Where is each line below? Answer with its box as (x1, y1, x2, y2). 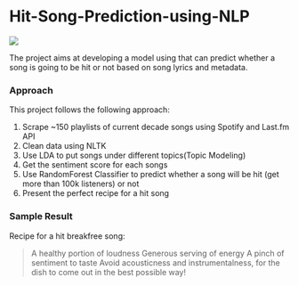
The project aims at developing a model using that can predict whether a (9, 52, 276, 63)
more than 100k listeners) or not (21, 178, 140, 189)
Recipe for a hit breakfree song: (9, 230, 125, 241)
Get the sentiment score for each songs (21, 159, 168, 170)
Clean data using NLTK (21, 141, 107, 151)
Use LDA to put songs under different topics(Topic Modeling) (21, 150, 246, 161)
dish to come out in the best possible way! (30, 266, 187, 277)
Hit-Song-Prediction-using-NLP (9, 6, 251, 27)
